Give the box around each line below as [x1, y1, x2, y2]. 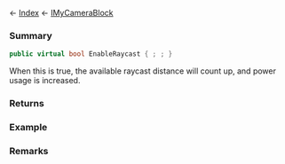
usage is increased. [9, 75, 81, 86]
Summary [9, 29, 53, 42]
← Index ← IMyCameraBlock [9, 8, 114, 18]
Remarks [9, 144, 49, 157]
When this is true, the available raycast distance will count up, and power [9, 66, 277, 76]
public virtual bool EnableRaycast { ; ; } [9, 50, 173, 59]
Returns [9, 98, 44, 110]
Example [9, 121, 48, 134]
